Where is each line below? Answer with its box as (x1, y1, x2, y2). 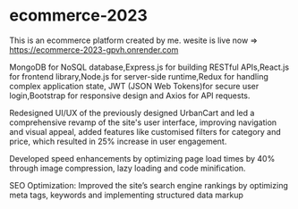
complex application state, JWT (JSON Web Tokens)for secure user (9, 80, 260, 91)
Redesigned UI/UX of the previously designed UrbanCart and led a (9, 107, 255, 118)
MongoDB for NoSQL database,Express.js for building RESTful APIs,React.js (9, 62, 289, 72)
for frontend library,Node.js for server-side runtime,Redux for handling (9, 71, 268, 81)
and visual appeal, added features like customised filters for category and (9, 126, 282, 137)
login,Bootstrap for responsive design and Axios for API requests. (9, 90, 251, 101)
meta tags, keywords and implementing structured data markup (9, 189, 243, 200)
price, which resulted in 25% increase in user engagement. (9, 136, 227, 146)
